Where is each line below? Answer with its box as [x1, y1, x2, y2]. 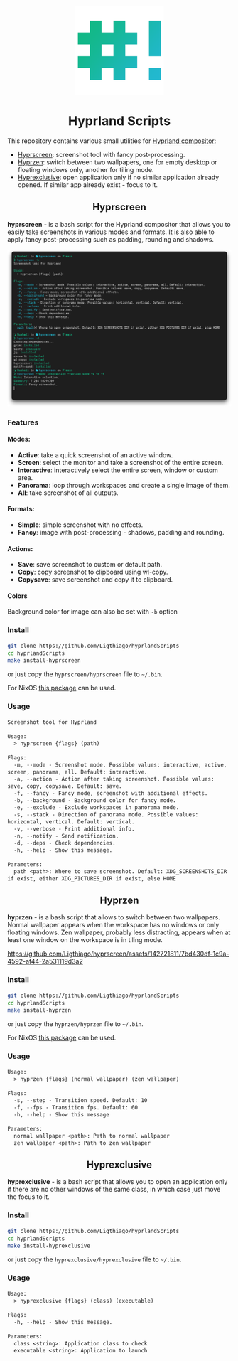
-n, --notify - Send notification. [13, 832, 119, 840]
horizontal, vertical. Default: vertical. [7, 818, 135, 826]
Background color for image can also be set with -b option [7, 607, 178, 616]
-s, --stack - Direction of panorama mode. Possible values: [13, 811, 199, 818]
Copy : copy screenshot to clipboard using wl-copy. [17, 567, 168, 577]
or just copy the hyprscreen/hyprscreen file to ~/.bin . [7, 670, 163, 678]
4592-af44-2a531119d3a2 [7, 957, 83, 966]
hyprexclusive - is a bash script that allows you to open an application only [7, 1178, 228, 1186]
